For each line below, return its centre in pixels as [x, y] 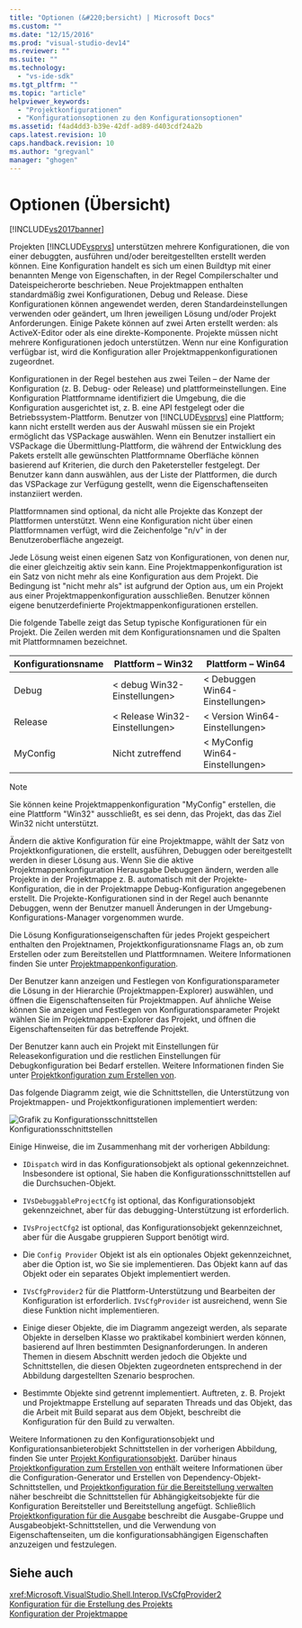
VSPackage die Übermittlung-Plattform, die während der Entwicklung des [146, 446]
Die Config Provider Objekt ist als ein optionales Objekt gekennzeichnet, [157, 1255]
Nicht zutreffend [147, 754]
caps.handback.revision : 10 [62, 143]
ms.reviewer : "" [40, 51]
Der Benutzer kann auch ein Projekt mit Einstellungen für [114, 1046]
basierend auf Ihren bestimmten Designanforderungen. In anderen [145, 1347]
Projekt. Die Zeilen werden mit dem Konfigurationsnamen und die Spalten [145, 632]
